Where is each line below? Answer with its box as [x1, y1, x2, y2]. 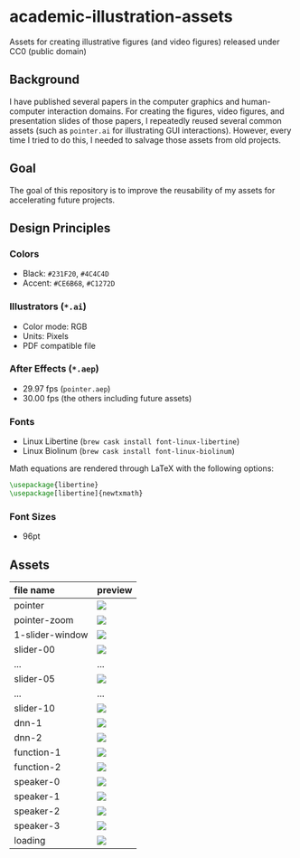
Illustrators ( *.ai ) [9, 300, 88, 313]
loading [14, 834, 46, 846]
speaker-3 [14, 820, 61, 832]
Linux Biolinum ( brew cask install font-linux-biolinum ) [22, 446, 235, 457]
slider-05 [14, 673, 56, 684]
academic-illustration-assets [9, 6, 233, 27]
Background [9, 72, 80, 88]
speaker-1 [14, 790, 61, 802]
